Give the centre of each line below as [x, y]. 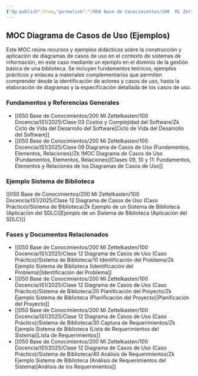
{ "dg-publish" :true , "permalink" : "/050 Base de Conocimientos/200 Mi [93, 12]
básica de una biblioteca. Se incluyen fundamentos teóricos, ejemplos [91, 69]
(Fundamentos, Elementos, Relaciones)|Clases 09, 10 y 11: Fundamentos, [103, 160]
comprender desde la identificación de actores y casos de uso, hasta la [93, 81]
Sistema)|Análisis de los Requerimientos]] [65, 367]
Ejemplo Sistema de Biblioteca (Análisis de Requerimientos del [90, 361]
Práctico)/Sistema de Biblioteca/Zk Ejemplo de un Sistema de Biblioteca [93, 207]
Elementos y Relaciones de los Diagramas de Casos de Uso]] [89, 166]
